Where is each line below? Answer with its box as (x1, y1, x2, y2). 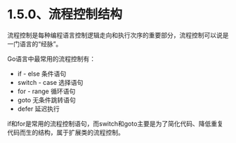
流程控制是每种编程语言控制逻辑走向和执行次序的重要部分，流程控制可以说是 (7, 31, 229, 39)
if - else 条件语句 (17, 69, 67, 78)
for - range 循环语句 (17, 87, 76, 95)
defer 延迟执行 (17, 104, 60, 113)
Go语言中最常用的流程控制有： (7, 54, 96, 63)
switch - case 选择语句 (17, 78, 84, 86)
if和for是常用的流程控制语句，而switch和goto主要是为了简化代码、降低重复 (7, 119, 223, 128)
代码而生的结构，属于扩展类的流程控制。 (7, 128, 124, 137)
